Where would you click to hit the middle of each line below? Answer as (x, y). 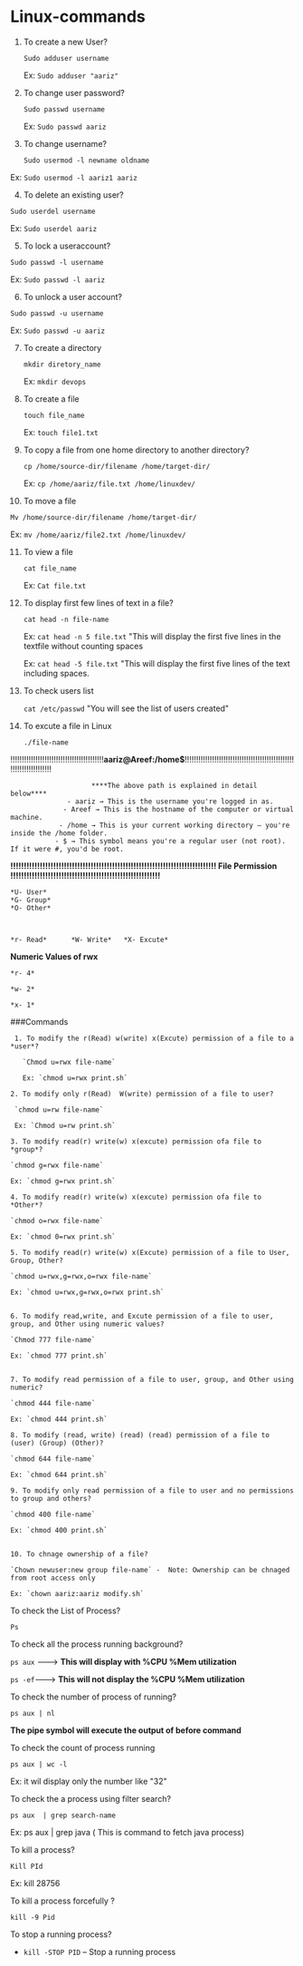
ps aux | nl (33, 1713)
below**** (29, 793)
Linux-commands (78, 17)
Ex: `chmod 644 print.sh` (59, 1474)
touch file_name (54, 415)
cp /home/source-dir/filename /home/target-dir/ (117, 466)
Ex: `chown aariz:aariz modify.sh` (77, 1593)
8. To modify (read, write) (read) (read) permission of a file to (140, 1435)
